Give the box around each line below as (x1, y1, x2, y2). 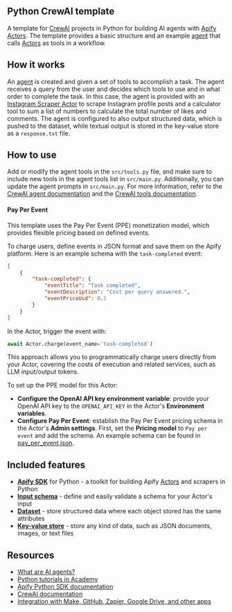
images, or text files (17, 529, 74, 538)
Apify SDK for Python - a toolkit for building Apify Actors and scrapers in (17, 477, 226, 486)
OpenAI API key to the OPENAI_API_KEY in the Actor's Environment (17, 402, 204, 411)
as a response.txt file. (7, 129, 71, 138)
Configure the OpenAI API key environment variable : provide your (17, 395, 209, 403)
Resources (7, 549, 55, 561)
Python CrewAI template (7, 6, 115, 17)
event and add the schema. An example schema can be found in (17, 431, 201, 440)
